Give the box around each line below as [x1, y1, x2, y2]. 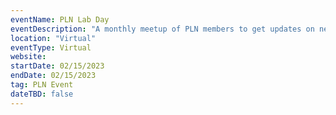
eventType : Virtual [10, 42, 92, 53]
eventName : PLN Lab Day [10, 14, 110, 25]
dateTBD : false [10, 89, 74, 99]
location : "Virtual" [10, 33, 97, 43]
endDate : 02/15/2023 [10, 71, 97, 81]
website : [10, 52, 47, 62]
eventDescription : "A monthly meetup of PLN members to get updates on [10, 24, 315, 34]
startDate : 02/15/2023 [10, 61, 105, 71]
